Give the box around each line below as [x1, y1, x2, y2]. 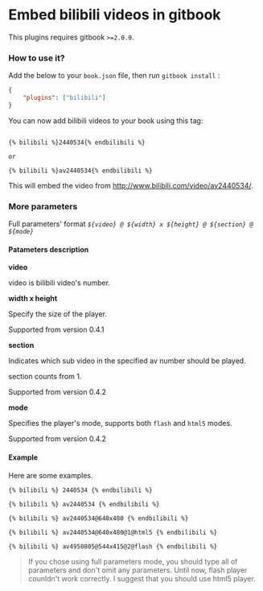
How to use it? [8, 52, 66, 64]
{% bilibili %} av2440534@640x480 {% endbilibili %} [8, 514, 189, 523]
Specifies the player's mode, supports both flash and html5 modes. [8, 419, 232, 428]
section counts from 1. [8, 372, 82, 382]
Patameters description [8, 244, 89, 254]
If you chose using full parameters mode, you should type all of [27, 556, 238, 566]
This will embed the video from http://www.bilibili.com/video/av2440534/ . [8, 180, 253, 190]
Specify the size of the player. [8, 309, 107, 319]
